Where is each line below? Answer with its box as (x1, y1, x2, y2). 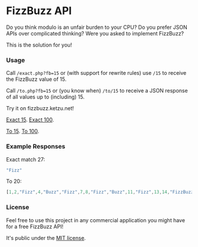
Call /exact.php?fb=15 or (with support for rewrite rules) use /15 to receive (6, 70, 187, 77)
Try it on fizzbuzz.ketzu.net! (6, 105, 74, 112)
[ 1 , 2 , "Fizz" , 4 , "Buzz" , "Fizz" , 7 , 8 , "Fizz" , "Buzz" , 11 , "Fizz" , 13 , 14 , (6, 189, 170, 195)
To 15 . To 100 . (6, 128, 39, 135)
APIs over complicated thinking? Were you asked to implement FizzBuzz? (6, 29, 184, 37)
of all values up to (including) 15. (6, 93, 85, 101)
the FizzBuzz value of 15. (6, 75, 67, 83)
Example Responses (6, 143, 66, 151)
